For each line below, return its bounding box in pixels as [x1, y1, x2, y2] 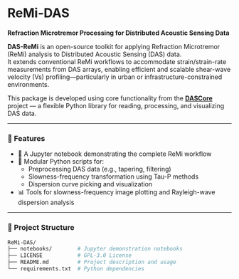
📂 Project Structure [7, 223, 75, 233]
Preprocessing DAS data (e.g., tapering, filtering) [28, 165, 172, 174]
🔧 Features [7, 133, 46, 143]
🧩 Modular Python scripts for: [17, 157, 105, 166]
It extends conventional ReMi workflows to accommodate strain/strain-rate [7, 57, 227, 65]
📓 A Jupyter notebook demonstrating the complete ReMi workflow [17, 149, 212, 158]
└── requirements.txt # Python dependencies [7, 265, 144, 273]
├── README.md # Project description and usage [7, 258, 176, 266]
